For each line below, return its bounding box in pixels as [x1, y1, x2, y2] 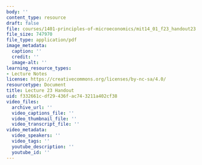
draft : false [6, 20, 39, 26]
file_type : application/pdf [6, 37, 77, 43]
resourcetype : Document [6, 82, 67, 88]
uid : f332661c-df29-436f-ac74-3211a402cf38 [6, 93, 118, 99]
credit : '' [11, 54, 39, 60]
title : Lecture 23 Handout [6, 88, 74, 94]
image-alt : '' [11, 59, 47, 65]
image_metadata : [6, 43, 47, 49]
